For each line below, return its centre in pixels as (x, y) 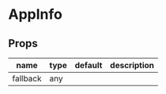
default (89, 65)
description (132, 65)
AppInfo (36, 14)
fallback (27, 78)
